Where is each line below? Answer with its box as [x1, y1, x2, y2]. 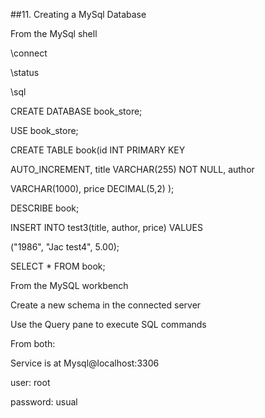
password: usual [10, 396, 78, 408]
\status [10, 67, 40, 78]
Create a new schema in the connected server [10, 299, 202, 311]
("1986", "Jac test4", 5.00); [10, 241, 120, 253]
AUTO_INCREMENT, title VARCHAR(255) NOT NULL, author [10, 164, 255, 175]
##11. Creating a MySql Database [10, 9, 147, 20]
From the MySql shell [10, 28, 98, 39]
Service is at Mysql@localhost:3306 [10, 357, 160, 369]
